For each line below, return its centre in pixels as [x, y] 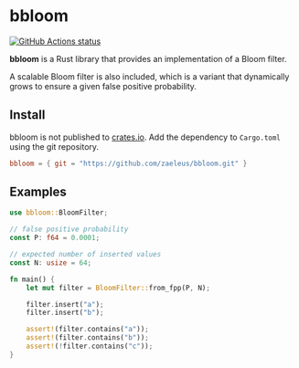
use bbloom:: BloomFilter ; [59, 213]
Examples [38, 192]
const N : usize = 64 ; [51, 263]
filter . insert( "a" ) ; [65, 304]
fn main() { [32, 279]
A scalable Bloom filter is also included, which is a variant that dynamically [149, 76]
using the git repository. [54, 146]
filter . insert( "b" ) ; [65, 313]
